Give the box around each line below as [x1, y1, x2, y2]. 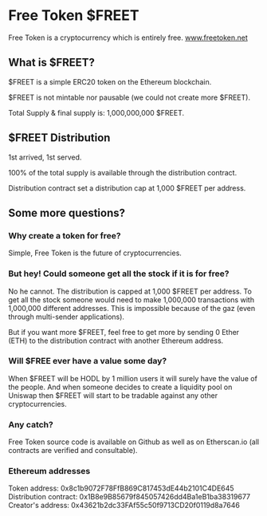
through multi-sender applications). [8, 312, 125, 321]
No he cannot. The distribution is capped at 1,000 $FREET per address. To [8, 286, 253, 296]
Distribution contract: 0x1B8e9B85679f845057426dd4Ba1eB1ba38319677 [8, 492, 251, 502]
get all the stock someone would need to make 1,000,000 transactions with [8, 294, 255, 305]
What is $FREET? [8, 56, 96, 69]
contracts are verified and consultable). [8, 446, 138, 455]
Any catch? [8, 419, 53, 430]
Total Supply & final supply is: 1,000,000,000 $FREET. [8, 108, 185, 117]
